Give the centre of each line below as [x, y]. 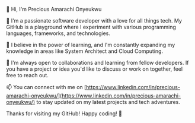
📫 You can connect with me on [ [46, 87]
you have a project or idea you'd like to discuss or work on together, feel [94, 69]
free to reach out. [27, 75]
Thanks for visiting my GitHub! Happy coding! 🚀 [64, 113]
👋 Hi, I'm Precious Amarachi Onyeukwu [54, 9]
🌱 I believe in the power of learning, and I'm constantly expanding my [91, 45]
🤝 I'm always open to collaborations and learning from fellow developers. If [97, 63]
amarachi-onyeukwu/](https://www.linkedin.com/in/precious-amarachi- [93, 96]
